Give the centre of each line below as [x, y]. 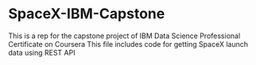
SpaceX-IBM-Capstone [87, 14]
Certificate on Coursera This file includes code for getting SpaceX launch [128, 44]
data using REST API [42, 52]
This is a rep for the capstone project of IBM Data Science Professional [124, 36]
